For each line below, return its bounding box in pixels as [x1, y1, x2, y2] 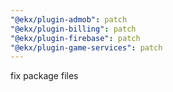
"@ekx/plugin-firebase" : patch [10, 33, 141, 43]
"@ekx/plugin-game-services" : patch [10, 42, 163, 53]
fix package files [10, 70, 79, 82]
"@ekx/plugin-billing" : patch [10, 24, 137, 34]
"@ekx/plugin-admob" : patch [10, 14, 128, 25]
